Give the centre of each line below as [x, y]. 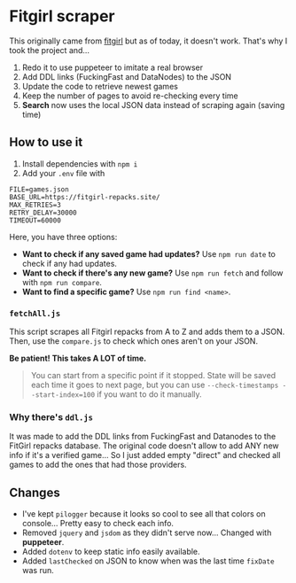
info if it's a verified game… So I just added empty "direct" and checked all [145, 455]
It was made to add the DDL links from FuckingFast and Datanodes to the [143, 437]
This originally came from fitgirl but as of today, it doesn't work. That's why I [148, 41]
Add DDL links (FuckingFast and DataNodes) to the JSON [127, 76]
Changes [35, 492]
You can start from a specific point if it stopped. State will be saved [153, 376]
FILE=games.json [39, 189]
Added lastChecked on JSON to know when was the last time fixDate [148, 561]
